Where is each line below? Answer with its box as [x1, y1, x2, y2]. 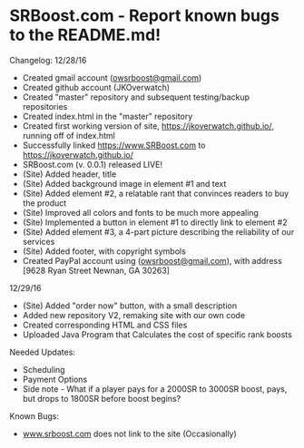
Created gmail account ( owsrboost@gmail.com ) [22, 72, 202, 83]
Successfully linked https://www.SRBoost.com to [22, 140, 206, 151]
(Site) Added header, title [22, 169, 117, 180]
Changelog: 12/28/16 [9, 54, 87, 65]
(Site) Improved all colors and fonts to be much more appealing [22, 207, 259, 218]
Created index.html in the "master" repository [22, 111, 193, 122]
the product [22, 197, 67, 209]
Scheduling [22, 364, 65, 375]
